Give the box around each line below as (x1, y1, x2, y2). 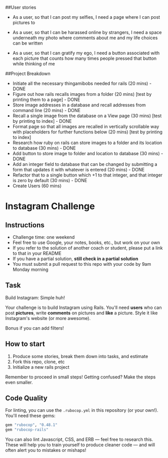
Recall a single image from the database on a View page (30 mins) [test (12, 113, 162, 119)
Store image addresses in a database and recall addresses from (12, 102, 146, 108)
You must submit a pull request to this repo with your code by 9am (12, 261, 151, 267)
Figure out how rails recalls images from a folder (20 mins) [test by (12, 91, 152, 97)
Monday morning (12, 266, 49, 272)
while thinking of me (12, 61, 55, 66)
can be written (12, 40, 43, 46)
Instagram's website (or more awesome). (5, 315, 91, 321)
